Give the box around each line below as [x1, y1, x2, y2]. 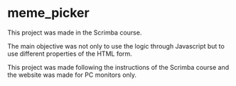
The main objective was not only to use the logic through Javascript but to [7, 42, 225, 50]
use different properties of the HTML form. [7, 49, 133, 58]
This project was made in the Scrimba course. [7, 28, 142, 37]
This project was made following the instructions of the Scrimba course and [7, 63, 230, 71]
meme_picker [7, 5, 90, 21]
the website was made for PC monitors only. [7, 70, 137, 79]
